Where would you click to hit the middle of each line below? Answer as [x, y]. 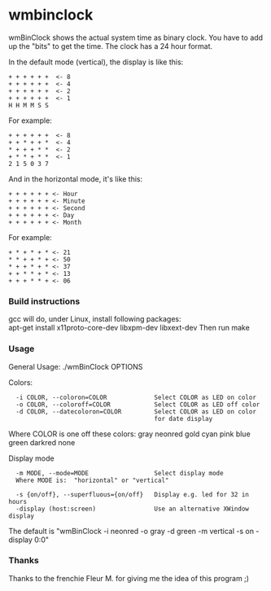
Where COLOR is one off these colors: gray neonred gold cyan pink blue [129, 434]
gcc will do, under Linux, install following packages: [95, 319]
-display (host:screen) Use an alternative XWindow [133, 509]
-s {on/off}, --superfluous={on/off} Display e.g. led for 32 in [133, 494]
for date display [184, 418]
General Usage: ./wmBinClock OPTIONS [76, 366]
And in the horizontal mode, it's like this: [76, 179]
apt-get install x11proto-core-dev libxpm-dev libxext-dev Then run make [129, 328]
